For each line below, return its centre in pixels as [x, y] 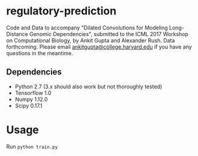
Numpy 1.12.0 [31, 99]
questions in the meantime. [40, 53]
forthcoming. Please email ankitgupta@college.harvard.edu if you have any [99, 47]
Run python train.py [32, 146]
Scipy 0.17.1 [28, 106]
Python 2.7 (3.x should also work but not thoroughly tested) [88, 86]
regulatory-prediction [61, 11]
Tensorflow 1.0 [33, 93]
